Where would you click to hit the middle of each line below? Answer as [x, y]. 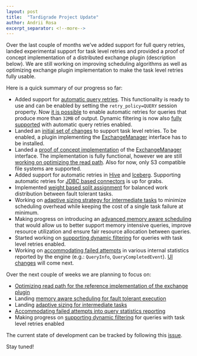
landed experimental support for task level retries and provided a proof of [95, 52]
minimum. [27, 213]
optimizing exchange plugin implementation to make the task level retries [95, 70]
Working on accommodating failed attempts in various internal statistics [102, 251]
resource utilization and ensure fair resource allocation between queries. [103, 232]
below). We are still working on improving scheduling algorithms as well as [97, 64]
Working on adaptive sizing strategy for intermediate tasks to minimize [100, 200]
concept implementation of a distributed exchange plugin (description [91, 57]
